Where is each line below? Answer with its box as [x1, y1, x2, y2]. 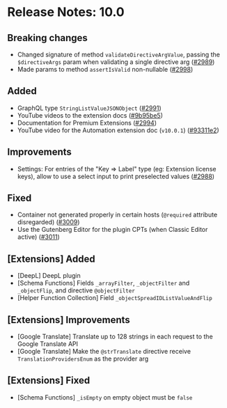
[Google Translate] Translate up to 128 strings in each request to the [17, 332, 214, 341]
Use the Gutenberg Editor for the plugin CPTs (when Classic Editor [17, 226, 208, 234]
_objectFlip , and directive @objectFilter [17, 286, 136, 295]
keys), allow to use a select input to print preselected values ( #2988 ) [17, 172, 214, 180]
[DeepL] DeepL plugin [17, 272, 81, 280]
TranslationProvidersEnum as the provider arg [17, 354, 149, 363]
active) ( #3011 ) [17, 233, 61, 241]
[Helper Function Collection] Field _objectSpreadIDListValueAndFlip [17, 294, 212, 302]
